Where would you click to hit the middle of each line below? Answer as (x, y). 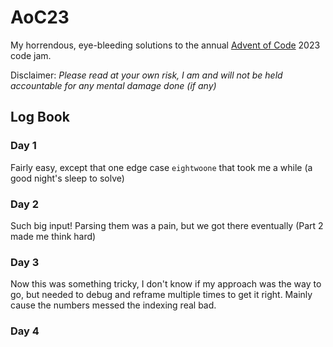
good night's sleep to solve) (67, 178)
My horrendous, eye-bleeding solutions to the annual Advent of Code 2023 (165, 45)
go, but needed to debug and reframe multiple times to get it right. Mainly (161, 295)
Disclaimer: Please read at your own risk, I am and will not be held (146, 75)
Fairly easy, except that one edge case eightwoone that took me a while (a (161, 167)
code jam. (31, 55)
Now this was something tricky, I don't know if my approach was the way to (166, 284)
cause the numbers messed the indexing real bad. (113, 305)
